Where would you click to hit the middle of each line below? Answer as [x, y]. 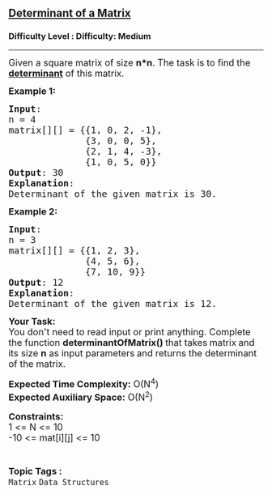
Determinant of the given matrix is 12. [113, 303]
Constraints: [36, 416]
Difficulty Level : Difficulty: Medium [80, 36]
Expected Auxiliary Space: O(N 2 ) [81, 396]
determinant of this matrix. [66, 73]
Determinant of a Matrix [70, 13]
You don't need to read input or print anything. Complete [130, 332]
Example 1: [32, 91]
